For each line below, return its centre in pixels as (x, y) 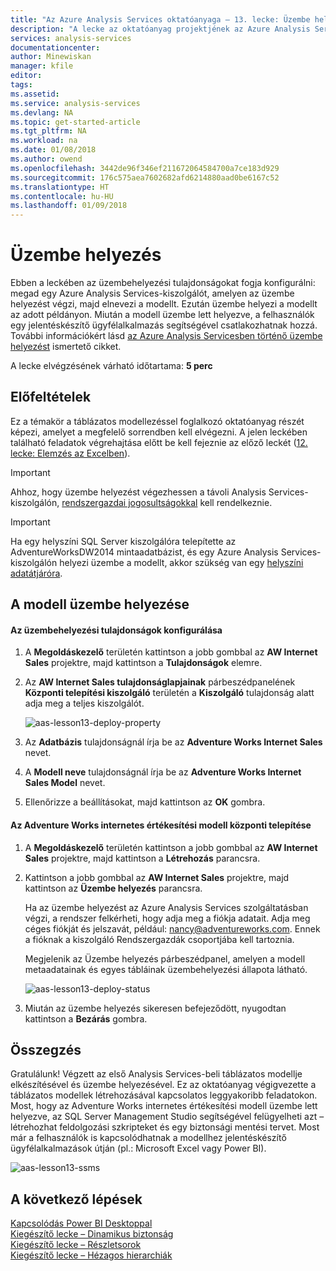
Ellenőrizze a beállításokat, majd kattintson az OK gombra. (145, 802)
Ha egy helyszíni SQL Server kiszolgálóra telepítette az (123, 541)
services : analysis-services (71, 38)
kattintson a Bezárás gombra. (86, 1018)
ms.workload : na (44, 141)
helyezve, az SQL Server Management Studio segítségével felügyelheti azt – (167, 1117)
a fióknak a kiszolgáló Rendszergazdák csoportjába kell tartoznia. (159, 939)
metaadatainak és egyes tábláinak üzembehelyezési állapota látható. (166, 969)
